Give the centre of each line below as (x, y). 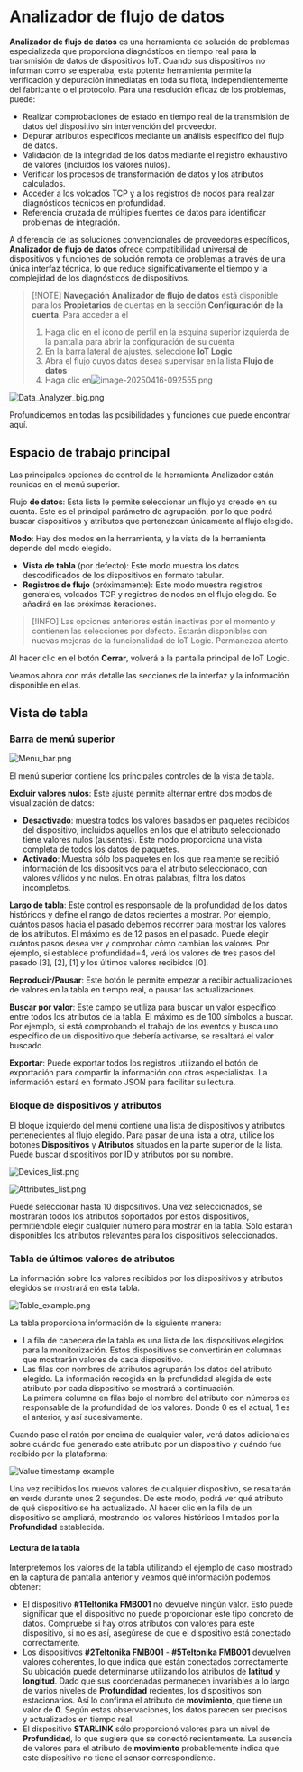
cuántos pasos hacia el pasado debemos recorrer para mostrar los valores (148, 924)
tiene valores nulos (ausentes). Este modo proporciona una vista (142, 840)
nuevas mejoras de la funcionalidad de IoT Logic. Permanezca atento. (161, 640)
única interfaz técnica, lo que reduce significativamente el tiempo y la (138, 268)
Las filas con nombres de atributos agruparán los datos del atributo (147, 1370)
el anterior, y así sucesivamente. (82, 1417)
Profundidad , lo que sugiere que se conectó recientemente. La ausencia (157, 1739)
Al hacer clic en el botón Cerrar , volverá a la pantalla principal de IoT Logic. (150, 658)
